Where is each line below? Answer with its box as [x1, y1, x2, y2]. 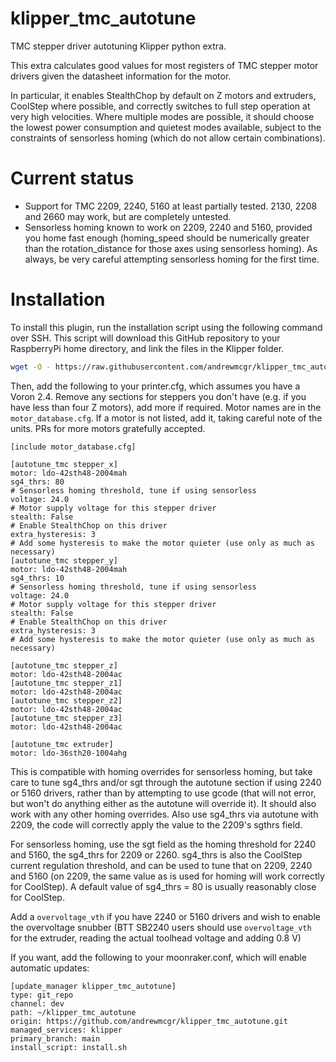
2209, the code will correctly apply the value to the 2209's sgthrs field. [10, 818, 303, 831]
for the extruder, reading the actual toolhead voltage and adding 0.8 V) [10, 932, 302, 944]
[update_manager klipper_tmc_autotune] [10, 981, 177, 991]
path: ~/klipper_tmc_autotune [10, 1007, 137, 1017]
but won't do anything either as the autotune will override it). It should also [10, 797, 317, 809]
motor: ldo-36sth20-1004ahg [10, 748, 128, 758]
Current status [10, 167, 135, 190]
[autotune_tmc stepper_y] [10, 555, 118, 566]
